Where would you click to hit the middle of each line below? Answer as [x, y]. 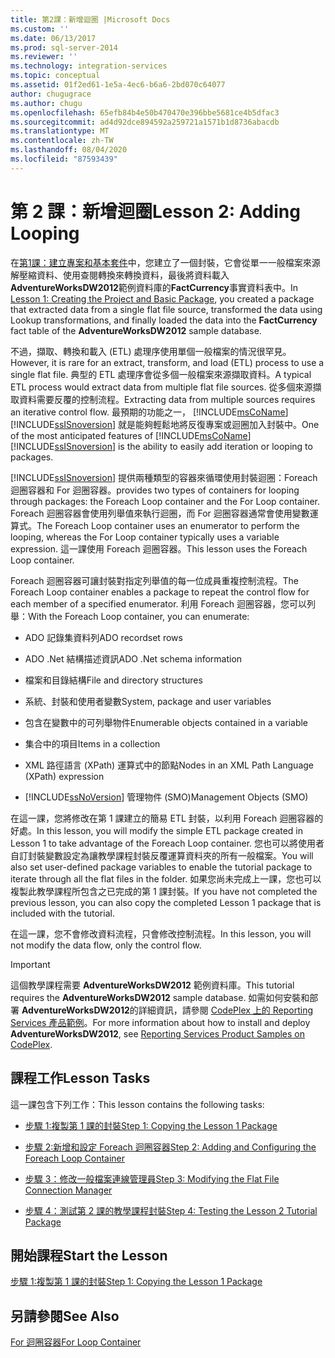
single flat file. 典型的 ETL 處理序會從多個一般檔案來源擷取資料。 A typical [161, 374]
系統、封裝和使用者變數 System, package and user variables [148, 701]
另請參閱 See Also [65, 1316]
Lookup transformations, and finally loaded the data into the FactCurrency [164, 320]
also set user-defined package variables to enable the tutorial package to [161, 867]
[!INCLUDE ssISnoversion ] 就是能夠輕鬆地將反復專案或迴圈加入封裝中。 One [165, 424]
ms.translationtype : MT [60, 131]
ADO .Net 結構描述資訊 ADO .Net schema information [133, 658]
